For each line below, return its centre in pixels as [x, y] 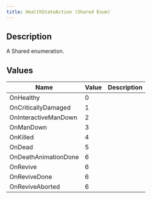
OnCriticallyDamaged [40, 108]
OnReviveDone [31, 177]
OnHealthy [25, 98]
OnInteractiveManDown [43, 117]
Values [20, 70]
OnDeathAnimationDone [44, 157]
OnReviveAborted [35, 187]
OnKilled [22, 138]
